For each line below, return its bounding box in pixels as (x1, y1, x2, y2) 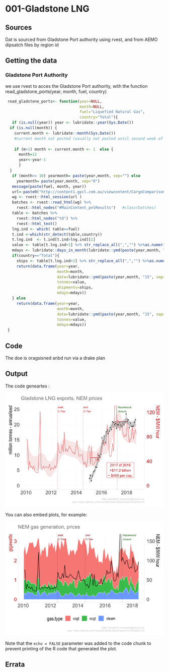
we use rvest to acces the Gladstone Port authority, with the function (5, 83, 148, 89)
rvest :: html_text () (16, 221, 57, 226)
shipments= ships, (57, 285, 94, 290)
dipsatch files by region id (5, 42, 59, 48)
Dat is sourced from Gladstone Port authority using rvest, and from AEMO (5, 36, 158, 42)
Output (5, 369, 28, 378)
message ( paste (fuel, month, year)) (12, 184, 87, 189)
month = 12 (18, 152, 37, 157)
